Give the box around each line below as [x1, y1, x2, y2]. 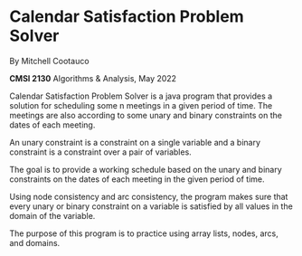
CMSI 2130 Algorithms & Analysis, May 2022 [9, 72, 177, 83]
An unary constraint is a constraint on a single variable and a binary [9, 137, 260, 147]
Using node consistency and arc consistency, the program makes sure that [9, 191, 288, 202]
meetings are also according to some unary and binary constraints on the [9, 109, 283, 120]
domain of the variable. [9, 210, 96, 221]
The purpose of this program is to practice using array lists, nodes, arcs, [9, 228, 278, 239]
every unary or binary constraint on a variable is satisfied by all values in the [9, 201, 294, 212]
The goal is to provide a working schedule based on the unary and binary [9, 164, 282, 175]
